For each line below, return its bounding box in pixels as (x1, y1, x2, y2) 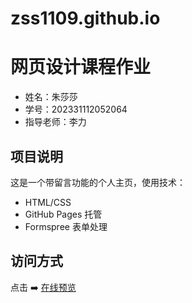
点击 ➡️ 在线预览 (10, 281, 77, 293)
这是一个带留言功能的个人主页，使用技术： (10, 176, 186, 188)
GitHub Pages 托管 (24, 208, 103, 220)
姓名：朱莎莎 (24, 91, 78, 103)
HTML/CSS (24, 196, 72, 208)
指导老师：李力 (24, 116, 87, 128)
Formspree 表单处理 (24, 220, 108, 232)
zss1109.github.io (10, 7, 161, 30)
